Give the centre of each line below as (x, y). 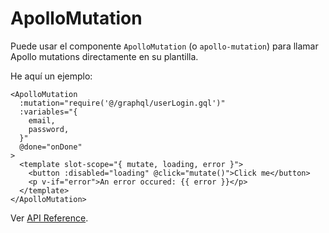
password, (49, 129)
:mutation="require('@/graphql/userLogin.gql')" (122, 103)
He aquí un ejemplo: (51, 76)
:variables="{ (48, 112)
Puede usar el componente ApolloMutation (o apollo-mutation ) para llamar (164, 46)
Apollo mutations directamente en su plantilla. (104, 56)
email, (42, 120)
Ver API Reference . (49, 218)
